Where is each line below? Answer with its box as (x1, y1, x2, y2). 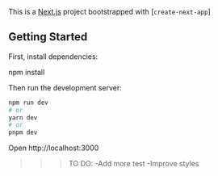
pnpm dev (8, 128, 38, 136)
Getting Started (8, 30, 88, 44)
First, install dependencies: (8, 52, 99, 61)
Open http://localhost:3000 (8, 143, 99, 153)
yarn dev (8, 113, 38, 122)
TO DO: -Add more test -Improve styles (68, 159, 199, 169)
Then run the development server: (8, 82, 123, 92)
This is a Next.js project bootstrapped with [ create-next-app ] (8, 7, 212, 16)
